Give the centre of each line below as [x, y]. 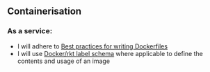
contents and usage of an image [63, 61]
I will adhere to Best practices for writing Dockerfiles [92, 46]
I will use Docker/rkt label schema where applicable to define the [110, 53]
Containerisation [45, 11]
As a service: [30, 31]
